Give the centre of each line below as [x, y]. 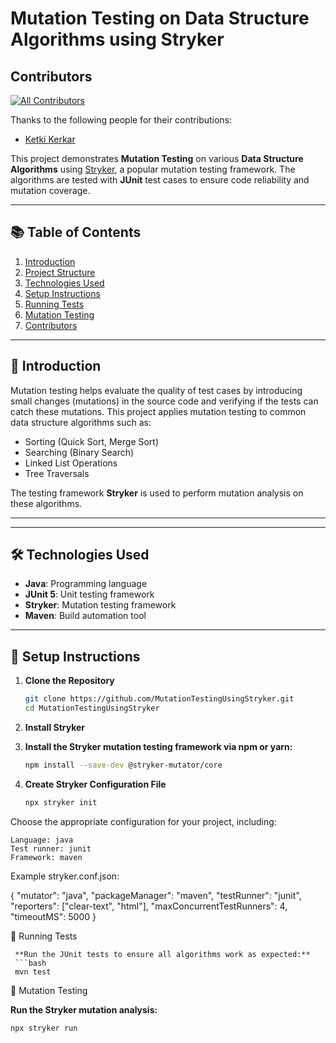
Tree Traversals [57, 473]
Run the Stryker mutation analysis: [84, 1009]
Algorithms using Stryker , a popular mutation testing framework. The [153, 169]
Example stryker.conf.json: [65, 876]
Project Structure [60, 272]
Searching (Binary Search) [79, 452]
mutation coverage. [50, 190]
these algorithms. [46, 503]
